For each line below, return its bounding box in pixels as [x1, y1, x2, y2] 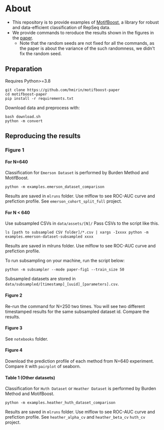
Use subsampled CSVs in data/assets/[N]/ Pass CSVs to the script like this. [5, 220, 159, 226]
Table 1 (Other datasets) [5, 374, 55, 380]
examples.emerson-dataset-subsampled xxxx [5, 234, 94, 239]
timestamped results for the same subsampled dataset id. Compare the [5, 308, 149, 314]
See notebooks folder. [5, 336, 48, 342]
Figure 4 [5, 347, 23, 353]
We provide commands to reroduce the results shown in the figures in [12, 30, 154, 35]
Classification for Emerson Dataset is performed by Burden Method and [5, 170, 149, 176]
